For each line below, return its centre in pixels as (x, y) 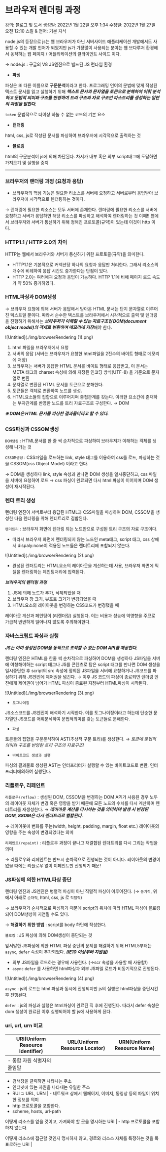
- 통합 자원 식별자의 (30, 1060)
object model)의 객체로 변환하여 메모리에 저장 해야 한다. (59, 327)
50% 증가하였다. (39, 283)
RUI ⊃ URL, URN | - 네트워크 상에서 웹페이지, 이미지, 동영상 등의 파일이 (81, 1093)
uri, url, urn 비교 (24, 1025)
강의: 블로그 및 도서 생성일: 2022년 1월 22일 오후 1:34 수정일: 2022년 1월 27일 (80, 25)
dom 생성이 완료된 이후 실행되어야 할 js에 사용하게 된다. (59, 1012)
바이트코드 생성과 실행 (31, 755)
